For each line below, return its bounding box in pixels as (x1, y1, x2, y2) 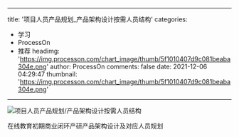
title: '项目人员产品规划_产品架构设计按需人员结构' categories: (7, 15, 188, 24)
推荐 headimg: (17, 47, 60, 55)
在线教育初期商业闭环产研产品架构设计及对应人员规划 (7, 122, 164, 130)
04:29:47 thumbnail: (17, 70, 78, 78)
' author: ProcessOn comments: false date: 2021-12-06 (46, 62, 208, 71)
